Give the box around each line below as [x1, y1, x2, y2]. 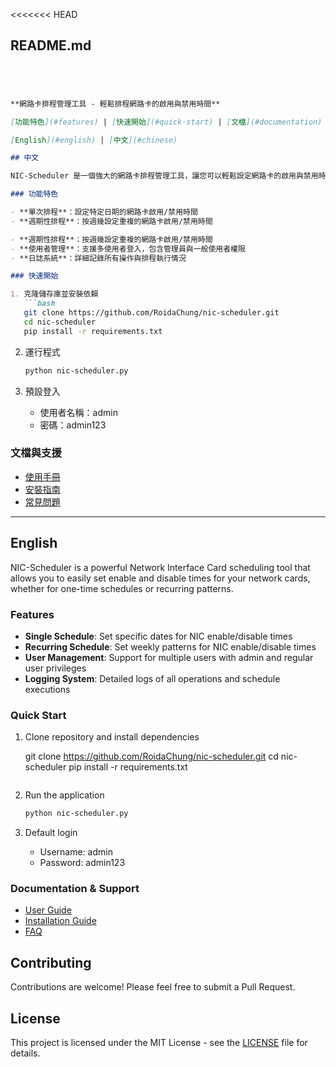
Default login [24, 827, 78, 839]
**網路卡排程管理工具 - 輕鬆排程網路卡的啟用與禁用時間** [10, 99, 221, 109]
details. [10, 1047, 41, 1059]
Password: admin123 [39, 857, 126, 869]
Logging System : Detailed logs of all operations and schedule [24, 672, 281, 684]
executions [24, 683, 71, 695]
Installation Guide [24, 915, 97, 927]
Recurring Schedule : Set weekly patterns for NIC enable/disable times [24, 640, 317, 653]
